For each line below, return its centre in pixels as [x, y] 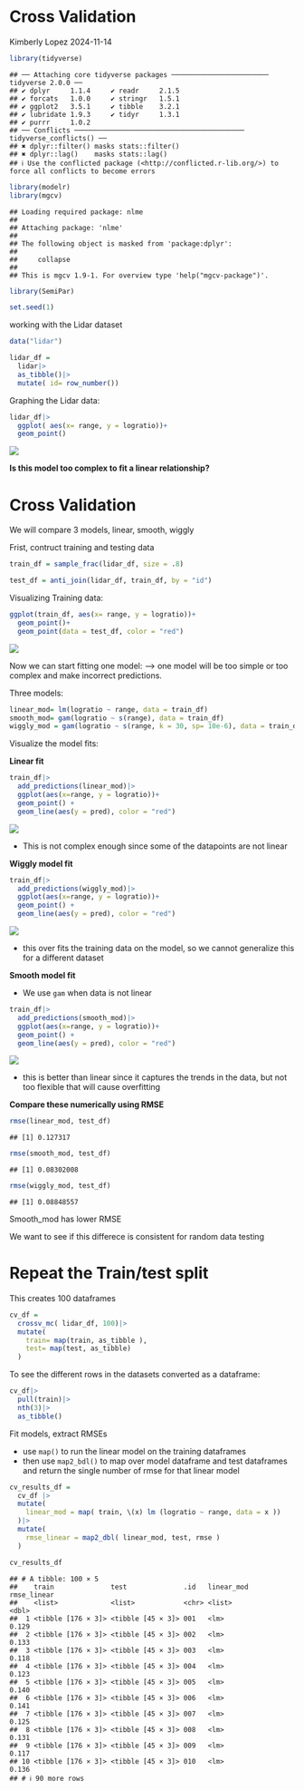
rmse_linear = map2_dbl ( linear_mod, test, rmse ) [123, 1537]
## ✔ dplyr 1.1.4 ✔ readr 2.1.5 [95, 91]
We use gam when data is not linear [87, 993]
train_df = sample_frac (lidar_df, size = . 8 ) [96, 564]
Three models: [36, 693]
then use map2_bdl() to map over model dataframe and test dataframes [155, 1461]
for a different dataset [63, 958]
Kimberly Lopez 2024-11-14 [61, 42]
